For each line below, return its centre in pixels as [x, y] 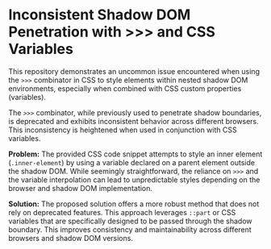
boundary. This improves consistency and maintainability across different [130, 229]
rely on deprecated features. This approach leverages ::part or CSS [122, 212]
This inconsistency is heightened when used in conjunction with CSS [123, 130]
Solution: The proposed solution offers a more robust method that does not [134, 204]
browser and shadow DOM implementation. [81, 188]
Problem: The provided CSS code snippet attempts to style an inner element [135, 154]
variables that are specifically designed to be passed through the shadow [130, 221]
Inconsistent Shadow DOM [100, 15]
